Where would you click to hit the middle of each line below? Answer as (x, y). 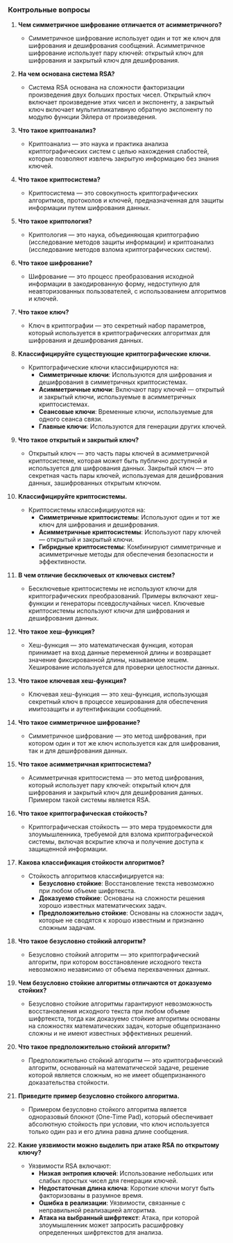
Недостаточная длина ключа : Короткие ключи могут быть (127, 1188)
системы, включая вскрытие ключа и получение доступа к (116, 842)
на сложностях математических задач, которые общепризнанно (124, 1026)
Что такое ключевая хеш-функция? (72, 681)
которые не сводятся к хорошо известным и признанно (121, 920)
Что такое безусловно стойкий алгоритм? (82, 941)
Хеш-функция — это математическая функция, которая (111, 645)
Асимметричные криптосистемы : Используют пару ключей (130, 532)
